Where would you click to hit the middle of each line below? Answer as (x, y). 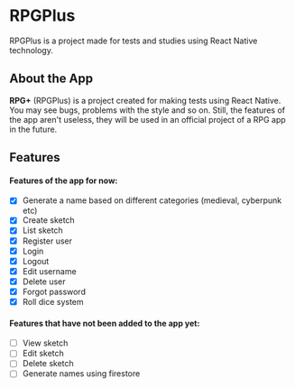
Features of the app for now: (64, 180)
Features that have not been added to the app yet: (105, 323)
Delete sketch (48, 364)
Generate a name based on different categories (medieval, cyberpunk (152, 200)
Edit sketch (43, 354)
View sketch (45, 343)
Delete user (44, 282)
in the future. (33, 129)
